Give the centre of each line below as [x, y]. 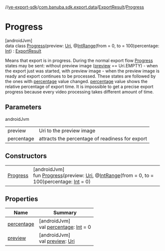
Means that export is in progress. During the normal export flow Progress [79, 60]
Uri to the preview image [67, 131]
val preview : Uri [57, 241]
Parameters [23, 107]
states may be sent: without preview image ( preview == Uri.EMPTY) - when [82, 65]
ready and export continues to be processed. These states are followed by [81, 76]
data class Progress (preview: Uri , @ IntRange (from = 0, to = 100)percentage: [82, 46]
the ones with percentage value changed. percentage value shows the [76, 81]
